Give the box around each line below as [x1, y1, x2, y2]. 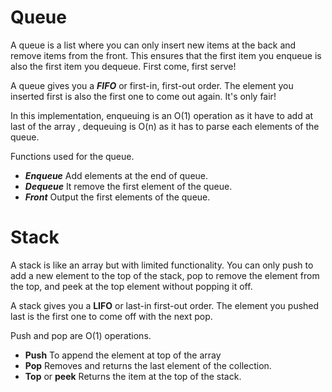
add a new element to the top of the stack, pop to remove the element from [10, 269, 320, 281]
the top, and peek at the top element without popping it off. [10, 280, 253, 292]
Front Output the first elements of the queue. [24, 191, 211, 203]
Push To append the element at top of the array [24, 349, 222, 361]
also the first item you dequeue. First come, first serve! [10, 60, 237, 72]
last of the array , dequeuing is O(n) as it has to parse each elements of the [10, 120, 320, 132]
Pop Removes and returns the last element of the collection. [24, 359, 272, 371]
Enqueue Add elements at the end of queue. [24, 169, 209, 181]
